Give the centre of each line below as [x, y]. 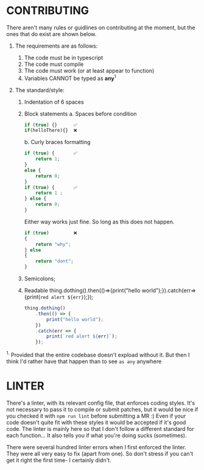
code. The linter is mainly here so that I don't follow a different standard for [100, 428]
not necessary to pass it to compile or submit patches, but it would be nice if [102, 409]
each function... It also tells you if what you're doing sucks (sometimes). [97, 435]
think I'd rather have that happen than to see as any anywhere [84, 361]
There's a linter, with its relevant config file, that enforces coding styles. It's [101, 403]
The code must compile [54, 64]
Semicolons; [40, 279]
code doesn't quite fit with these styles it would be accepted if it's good [96, 422]
